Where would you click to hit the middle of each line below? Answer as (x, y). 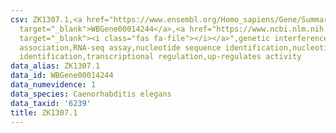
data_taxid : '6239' (51, 103)
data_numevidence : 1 (53, 85)
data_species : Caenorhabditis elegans (91, 94)
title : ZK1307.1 (44, 112)
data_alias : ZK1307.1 (55, 66)
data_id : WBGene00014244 (62, 76)
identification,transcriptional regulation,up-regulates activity (160, 57)
